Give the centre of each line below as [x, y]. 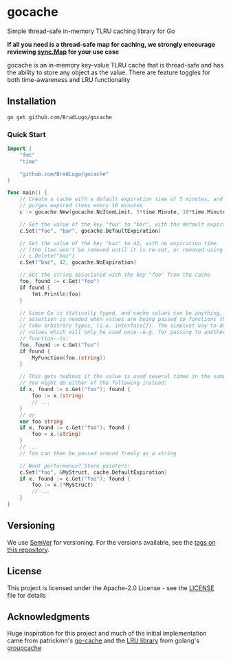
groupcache [24, 648]
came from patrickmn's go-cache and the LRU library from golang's [103, 640]
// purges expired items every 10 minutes [81, 206]
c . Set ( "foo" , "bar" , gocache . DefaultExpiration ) [90, 231]
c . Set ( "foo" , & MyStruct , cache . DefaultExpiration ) [93, 472]
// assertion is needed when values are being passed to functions [118, 320]
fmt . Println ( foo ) [56, 294]
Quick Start [26, 134]
